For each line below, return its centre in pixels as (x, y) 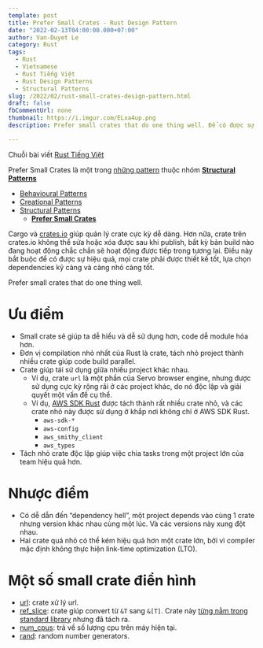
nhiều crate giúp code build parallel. (77, 361)
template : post (33, 15)
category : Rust (33, 45)
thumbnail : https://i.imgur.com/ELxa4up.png (82, 118)
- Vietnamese (37, 67)
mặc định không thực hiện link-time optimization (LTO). (108, 549)
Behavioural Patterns (53, 193)
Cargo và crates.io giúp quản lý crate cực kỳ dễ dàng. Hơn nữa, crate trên (127, 234)
